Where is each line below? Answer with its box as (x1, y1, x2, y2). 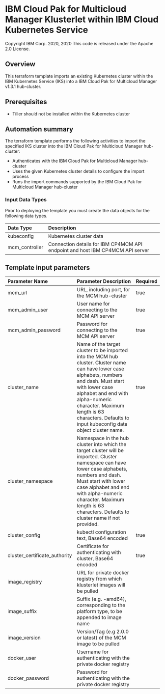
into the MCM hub (77, 353, 118, 360)
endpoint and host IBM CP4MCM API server (48, 247, 150, 253)
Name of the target (77, 341, 120, 348)
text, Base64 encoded (77, 535, 128, 542)
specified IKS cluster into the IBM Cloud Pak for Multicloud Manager (5, 143, 143, 149)
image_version (7, 635, 41, 641)
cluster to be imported (77, 347, 128, 354)
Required (136, 278, 158, 285)
